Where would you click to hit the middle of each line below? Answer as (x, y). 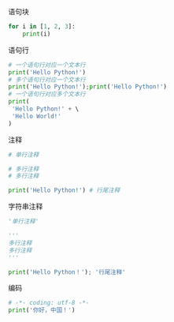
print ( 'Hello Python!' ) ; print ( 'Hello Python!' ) (88, 87)
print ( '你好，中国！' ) (42, 310)
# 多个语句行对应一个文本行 (47, 80)
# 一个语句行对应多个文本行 (47, 94)
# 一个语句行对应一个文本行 (47, 65)
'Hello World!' (36, 116)
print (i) (37, 34)
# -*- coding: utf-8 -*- (49, 303)
